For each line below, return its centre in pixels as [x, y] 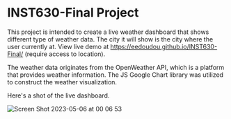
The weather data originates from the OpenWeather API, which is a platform [116, 67]
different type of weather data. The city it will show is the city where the [110, 39]
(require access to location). [65, 54]
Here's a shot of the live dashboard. [58, 95]
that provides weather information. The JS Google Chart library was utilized [115, 75]
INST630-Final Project [73, 13]
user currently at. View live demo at [58, 46]
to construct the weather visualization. [62, 82]
